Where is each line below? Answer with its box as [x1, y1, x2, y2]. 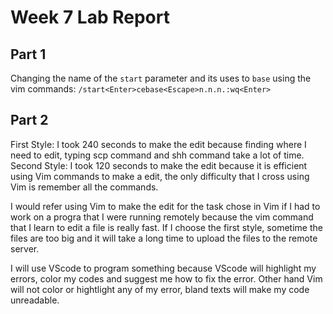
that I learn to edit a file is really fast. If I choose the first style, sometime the [10, 221, 323, 233]
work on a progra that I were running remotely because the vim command [10, 211, 314, 223]
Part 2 [10, 112, 49, 129]
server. [10, 242, 40, 255]
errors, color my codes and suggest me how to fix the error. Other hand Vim [10, 272, 323, 285]
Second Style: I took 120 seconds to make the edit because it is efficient [10, 159, 308, 171]
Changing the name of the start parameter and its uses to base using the [10, 72, 312, 84]
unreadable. [10, 294, 60, 306]
